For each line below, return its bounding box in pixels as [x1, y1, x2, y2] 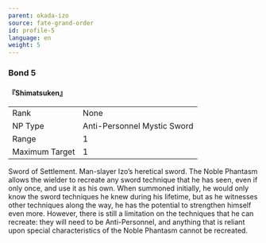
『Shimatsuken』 [8, 88, 67, 98]
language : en [8, 33, 52, 42]
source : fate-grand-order [8, 19, 94, 27]
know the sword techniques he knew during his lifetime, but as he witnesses [8, 192, 258, 202]
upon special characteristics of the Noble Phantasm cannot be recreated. [8, 226, 249, 235]
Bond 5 [8, 67, 37, 79]
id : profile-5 [8, 26, 56, 34]
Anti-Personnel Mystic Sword [83, 121, 194, 132]
